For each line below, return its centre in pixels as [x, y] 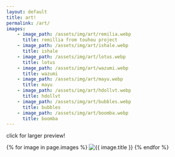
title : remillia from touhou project [70, 40]
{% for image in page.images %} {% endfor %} [88, 147]
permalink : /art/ [28, 23]
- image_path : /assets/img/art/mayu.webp [70, 79]
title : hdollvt [41, 96]
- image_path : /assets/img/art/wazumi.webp [73, 68]
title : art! [21, 18]
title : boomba [40, 118]
